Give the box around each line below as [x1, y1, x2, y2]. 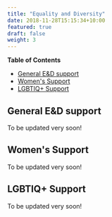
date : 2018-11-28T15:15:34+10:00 [7, 17, 106, 24]
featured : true [7, 23, 52, 30]
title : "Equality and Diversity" [7, 10, 106, 18]
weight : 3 [7, 37, 37, 44]
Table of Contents [7, 56, 61, 64]
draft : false [7, 30, 46, 37]
